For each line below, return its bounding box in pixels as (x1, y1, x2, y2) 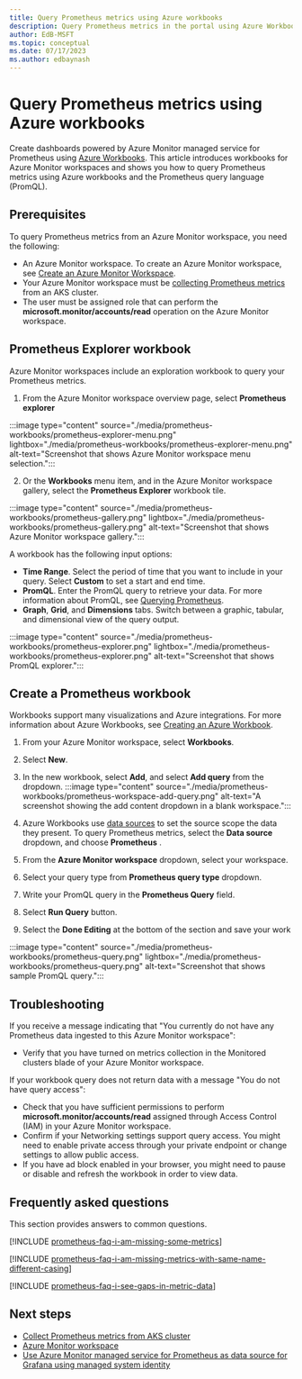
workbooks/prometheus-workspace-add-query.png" (22, 791, 219, 802)
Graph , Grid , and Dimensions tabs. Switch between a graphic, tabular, (22, 604, 285, 615)
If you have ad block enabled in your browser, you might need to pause (22, 1159, 286, 1170)
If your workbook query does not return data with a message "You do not (9, 1075, 280, 1085)
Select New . (22, 754, 68, 766)
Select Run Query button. (22, 907, 118, 918)
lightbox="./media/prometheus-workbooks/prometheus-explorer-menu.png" (9, 439, 293, 449)
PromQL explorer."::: (9, 659, 84, 671)
